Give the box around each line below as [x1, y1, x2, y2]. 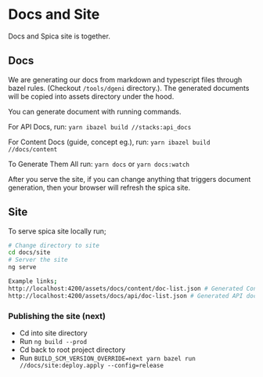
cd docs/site [8, 248, 51, 256]
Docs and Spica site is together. [8, 31, 111, 41]
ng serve [8, 263, 37, 271]
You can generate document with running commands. [8, 107, 182, 116]
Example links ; [8, 277, 58, 285]
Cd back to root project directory [19, 345, 126, 354]
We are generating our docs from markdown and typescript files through [8, 74, 243, 84]
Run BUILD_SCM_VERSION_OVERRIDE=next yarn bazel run [19, 353, 196, 362]
